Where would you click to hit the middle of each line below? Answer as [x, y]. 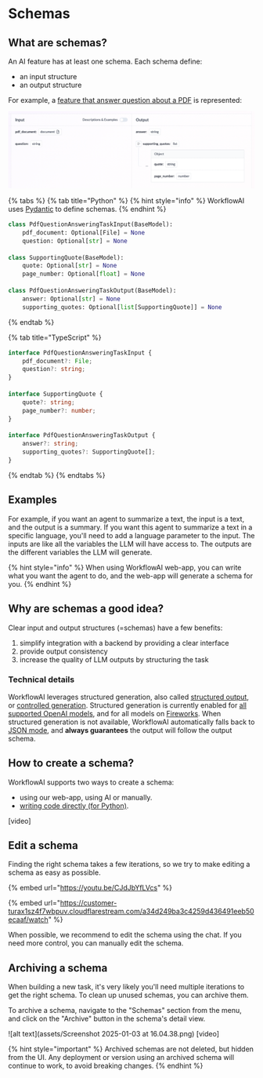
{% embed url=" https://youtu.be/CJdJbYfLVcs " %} [90, 888]
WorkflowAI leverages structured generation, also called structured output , [128, 697]
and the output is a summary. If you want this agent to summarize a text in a [130, 527]
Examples [32, 500]
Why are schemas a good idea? [86, 609]
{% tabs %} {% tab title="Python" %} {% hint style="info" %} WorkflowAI [126, 200]
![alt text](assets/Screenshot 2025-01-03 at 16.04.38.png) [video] [113, 1034]
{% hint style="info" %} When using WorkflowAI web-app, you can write [125, 567]
